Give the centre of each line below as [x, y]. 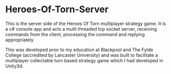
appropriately [20, 40]
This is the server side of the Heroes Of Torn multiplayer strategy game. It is [85, 23]
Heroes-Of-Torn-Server [57, 9]
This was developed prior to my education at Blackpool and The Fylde [79, 50]
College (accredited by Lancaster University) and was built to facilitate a [82, 55]
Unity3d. [15, 66]
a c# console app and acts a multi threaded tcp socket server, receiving [81, 29]
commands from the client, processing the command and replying [75, 34]
